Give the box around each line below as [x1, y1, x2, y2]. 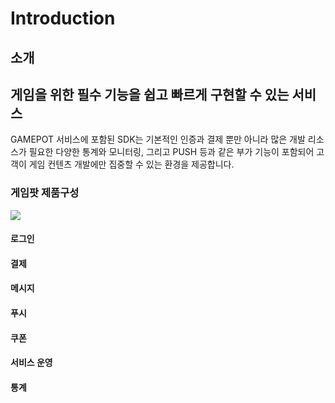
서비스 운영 [10, 357, 53, 369]
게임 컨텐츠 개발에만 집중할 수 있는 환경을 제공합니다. [28, 158, 235, 171]
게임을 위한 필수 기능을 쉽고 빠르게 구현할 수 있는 [10, 86, 290, 103]
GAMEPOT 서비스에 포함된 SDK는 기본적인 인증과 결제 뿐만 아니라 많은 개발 [10, 133, 306, 146]
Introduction [10, 7, 116, 30]
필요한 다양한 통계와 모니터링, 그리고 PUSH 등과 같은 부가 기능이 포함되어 [28, 146, 315, 158]
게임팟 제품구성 [10, 186, 80, 200]
